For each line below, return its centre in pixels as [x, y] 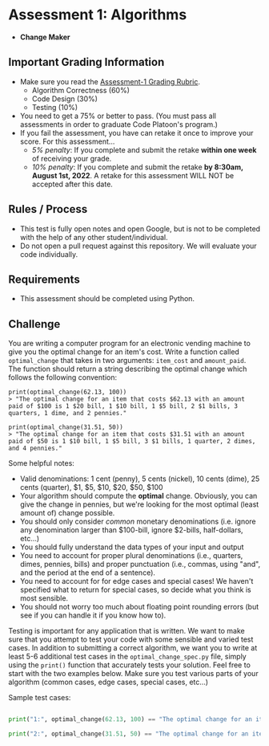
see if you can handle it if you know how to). [93, 615]
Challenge [34, 324]
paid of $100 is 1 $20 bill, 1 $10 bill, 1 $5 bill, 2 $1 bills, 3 [123, 406]
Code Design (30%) [65, 99]
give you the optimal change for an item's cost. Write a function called [124, 352]
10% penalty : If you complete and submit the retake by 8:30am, [137, 167]
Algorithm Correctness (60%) [80, 90]
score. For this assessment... [67, 141]
